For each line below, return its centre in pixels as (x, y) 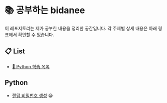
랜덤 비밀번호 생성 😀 (32, 95)
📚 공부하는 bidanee (45, 10)
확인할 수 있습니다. (36, 34)
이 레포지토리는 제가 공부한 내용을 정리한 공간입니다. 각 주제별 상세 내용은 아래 (81, 28)
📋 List (15, 51)
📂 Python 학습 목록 (31, 66)
